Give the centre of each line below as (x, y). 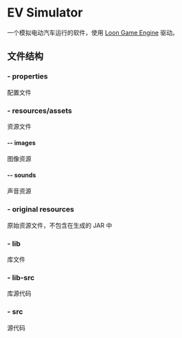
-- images (22, 142)
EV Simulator (45, 13)
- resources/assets (39, 110)
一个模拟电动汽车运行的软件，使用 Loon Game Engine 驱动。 (93, 32)
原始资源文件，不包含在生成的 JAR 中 (60, 225)
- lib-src (21, 277)
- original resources (41, 209)
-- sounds (22, 175)
